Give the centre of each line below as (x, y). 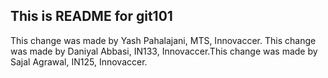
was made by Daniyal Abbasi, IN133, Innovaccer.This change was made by (164, 51)
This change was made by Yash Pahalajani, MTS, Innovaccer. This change (163, 40)
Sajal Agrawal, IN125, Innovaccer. (79, 61)
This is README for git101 (91, 16)
